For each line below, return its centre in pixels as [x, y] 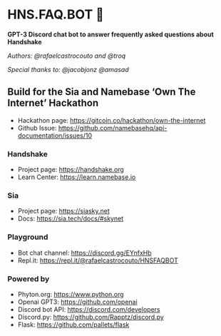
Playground [28, 237]
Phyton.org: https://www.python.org [71, 294]
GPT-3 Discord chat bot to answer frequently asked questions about [110, 34]
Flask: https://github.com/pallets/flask [73, 325]
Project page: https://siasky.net [64, 211]
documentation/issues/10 [55, 136]
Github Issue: [37, 128]
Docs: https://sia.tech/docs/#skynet [71, 219]
